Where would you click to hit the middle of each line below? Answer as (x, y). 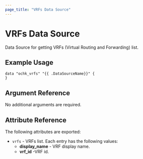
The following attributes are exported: (43, 132)
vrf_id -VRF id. (34, 151)
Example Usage (29, 62)
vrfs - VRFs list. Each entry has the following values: (65, 141)
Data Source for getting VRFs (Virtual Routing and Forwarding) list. (72, 47)
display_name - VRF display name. (55, 146)
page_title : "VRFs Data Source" (38, 10)
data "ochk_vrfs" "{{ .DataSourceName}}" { (50, 74)
